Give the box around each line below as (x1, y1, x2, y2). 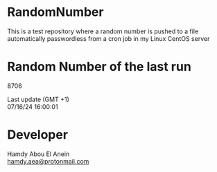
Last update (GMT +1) (7, 95, 69, 103)
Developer (7, 127, 68, 143)
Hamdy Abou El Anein (7, 150, 70, 158)
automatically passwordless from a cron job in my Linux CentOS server (7, 34, 210, 42)
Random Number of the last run (7, 59, 192, 75)
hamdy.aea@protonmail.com (7, 157, 89, 165)
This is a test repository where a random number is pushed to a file (7, 27, 199, 35)
